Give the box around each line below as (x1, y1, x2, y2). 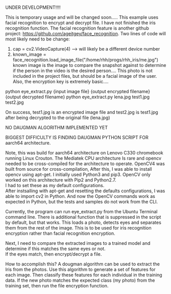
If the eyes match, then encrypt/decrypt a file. (5, 251, 102, 257)
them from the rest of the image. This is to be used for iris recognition (5, 225, 152, 231)
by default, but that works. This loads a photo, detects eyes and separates (5, 219, 162, 225)
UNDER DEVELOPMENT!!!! (5, 5, 61, 10)
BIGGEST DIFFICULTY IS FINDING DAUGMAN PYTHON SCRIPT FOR (5, 134, 149, 140)
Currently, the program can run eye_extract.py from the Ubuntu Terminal (5, 209, 158, 214)
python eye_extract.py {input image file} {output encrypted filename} (5, 88, 151, 94)
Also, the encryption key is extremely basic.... (12, 79, 109, 84)
